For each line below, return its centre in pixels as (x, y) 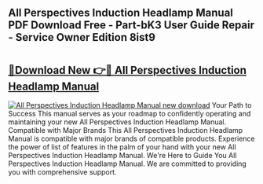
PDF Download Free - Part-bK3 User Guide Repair (131, 26)
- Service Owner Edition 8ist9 (82, 37)
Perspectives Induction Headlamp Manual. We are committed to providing (128, 164)
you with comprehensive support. (62, 172)
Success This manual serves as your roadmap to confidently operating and (130, 114)
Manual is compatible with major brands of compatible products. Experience (131, 138)
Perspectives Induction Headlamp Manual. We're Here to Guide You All (122, 155)
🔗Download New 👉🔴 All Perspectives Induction (128, 70)
